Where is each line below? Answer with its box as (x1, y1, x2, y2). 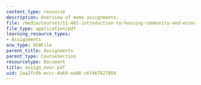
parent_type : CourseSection (6, 53, 77, 59)
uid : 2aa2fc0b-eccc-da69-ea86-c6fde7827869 (6, 70, 117, 76)
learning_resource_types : (6, 31, 71, 37)
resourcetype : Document (6, 59, 66, 65)
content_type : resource (6, 8, 66, 15)
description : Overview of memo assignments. (6, 14, 119, 20)
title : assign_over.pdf (6, 64, 66, 71)
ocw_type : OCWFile (6, 42, 52, 48)
